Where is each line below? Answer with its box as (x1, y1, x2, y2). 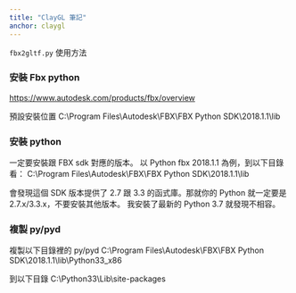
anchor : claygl (9, 21, 66, 30)
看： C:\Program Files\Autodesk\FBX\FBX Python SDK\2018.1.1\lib (9, 169, 250, 180)
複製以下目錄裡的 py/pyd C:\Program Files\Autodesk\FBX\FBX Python (9, 245, 265, 255)
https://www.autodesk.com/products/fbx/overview (9, 92, 196, 103)
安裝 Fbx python (9, 71, 80, 84)
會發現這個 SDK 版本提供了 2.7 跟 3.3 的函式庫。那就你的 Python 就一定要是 (9, 188, 287, 198)
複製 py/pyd (9, 223, 61, 236)
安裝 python (9, 135, 62, 147)
